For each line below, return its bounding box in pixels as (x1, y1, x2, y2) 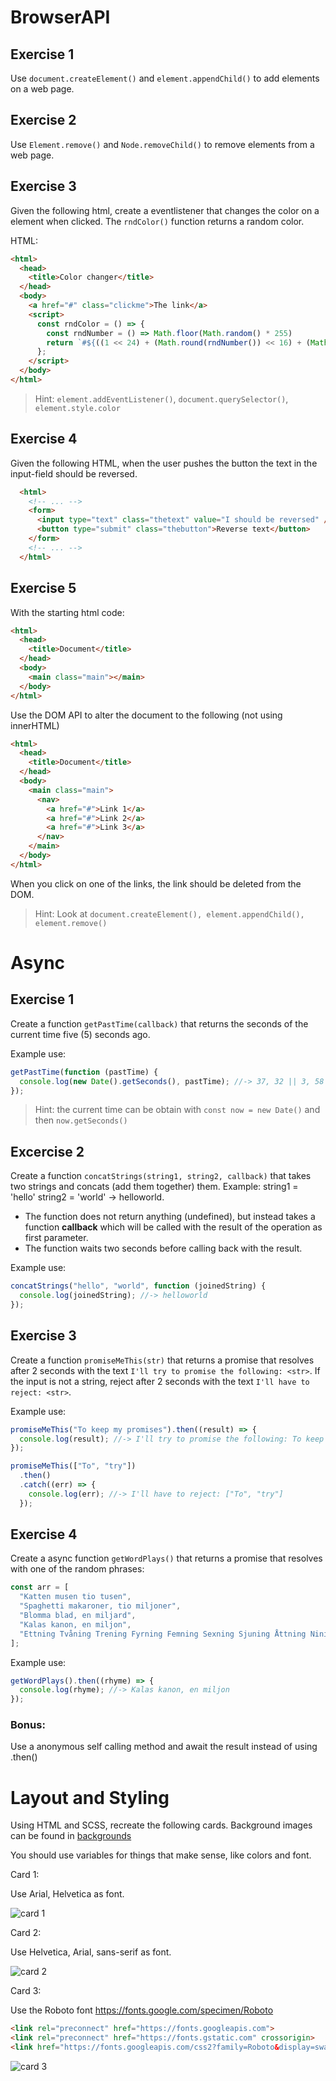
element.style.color (34, 403, 121, 413)
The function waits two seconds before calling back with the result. (24, 1242, 303, 1255)
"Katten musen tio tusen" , (19, 1592, 132, 1602)
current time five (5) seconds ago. (10, 1028, 151, 1040)
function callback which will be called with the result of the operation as (24, 1221, 323, 1233)
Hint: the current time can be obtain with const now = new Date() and (34, 1104, 321, 1116)
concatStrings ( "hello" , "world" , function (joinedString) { (10, 1281, 267, 1291)
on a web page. (10, 83, 75, 95)
